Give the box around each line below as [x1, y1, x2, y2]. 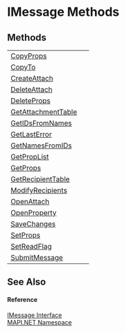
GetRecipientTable [10, 174, 70, 183]
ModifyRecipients [10, 185, 67, 195]
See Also [7, 276, 46, 288]
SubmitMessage [10, 253, 63, 262]
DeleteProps [10, 96, 51, 105]
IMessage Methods [7, 4, 120, 20]
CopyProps [10, 51, 47, 61]
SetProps [10, 230, 41, 240]
